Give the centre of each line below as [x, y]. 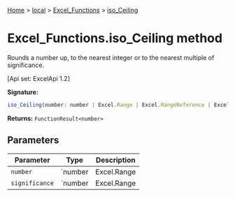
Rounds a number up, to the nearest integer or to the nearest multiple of [111, 57]
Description [115, 160]
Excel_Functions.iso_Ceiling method [115, 38]
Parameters [33, 140]
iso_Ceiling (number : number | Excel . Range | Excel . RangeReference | [109, 105]
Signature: [23, 92]
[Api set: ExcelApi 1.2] [38, 78]
